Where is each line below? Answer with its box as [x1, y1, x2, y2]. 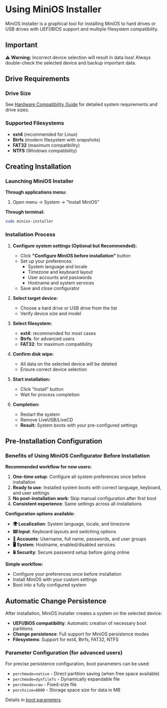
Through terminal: [5, 209, 45, 215]
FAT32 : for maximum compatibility [20, 341, 93, 347]
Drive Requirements [5, 75, 70, 83]
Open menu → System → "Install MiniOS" [12, 199, 100, 205]
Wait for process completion [20, 391, 80, 397]
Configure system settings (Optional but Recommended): [12, 243, 137, 249]
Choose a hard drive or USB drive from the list [20, 305, 117, 311]
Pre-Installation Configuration [5, 437, 103, 445]
